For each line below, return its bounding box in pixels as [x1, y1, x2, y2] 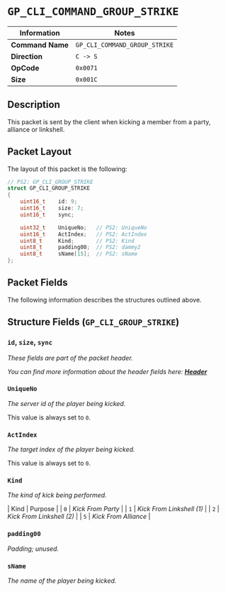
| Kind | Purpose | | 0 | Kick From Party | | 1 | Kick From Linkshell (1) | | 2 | [7, 505, 220, 513]
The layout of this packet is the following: [7, 165, 128, 173]
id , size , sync [7, 337, 53, 347]
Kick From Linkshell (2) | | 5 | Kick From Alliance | [7, 512, 151, 521]
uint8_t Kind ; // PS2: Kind [20, 237, 135, 244]
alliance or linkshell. [7, 125, 65, 133]
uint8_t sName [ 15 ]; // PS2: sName [20, 251, 138, 258]
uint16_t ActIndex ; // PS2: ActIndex [20, 231, 147, 238]
